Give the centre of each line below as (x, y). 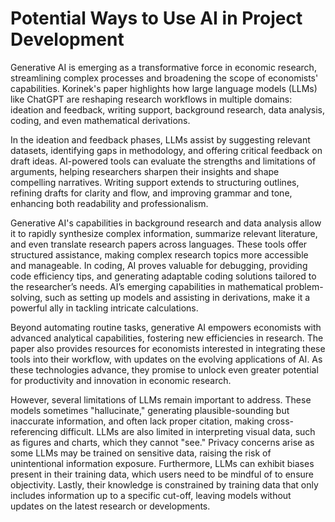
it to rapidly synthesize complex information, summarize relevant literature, (164, 233)
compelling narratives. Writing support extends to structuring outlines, (155, 182)
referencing (34, 431)
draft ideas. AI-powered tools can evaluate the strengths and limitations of (163, 161)
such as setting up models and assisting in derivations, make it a (177, 297)
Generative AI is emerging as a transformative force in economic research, (163, 67)
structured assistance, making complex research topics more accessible (159, 254)
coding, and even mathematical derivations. (100, 120)
